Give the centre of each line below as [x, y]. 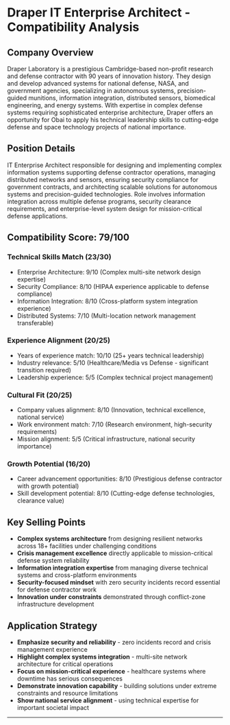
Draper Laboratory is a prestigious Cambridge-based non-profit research [110, 69]
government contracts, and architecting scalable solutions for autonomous [112, 187]
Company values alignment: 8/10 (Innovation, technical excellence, [111, 410]
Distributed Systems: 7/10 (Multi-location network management [106, 316]
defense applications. [38, 216]
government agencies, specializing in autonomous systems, [91, 91]
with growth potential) [48, 486]
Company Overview [50, 52]
